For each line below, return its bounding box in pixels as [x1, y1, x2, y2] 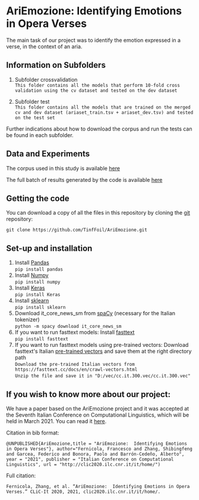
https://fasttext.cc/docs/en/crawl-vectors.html [14, 367, 138, 373]
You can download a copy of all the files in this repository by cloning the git [6, 209, 190, 216]
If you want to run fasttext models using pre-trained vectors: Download [14, 341, 189, 349]
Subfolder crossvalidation [14, 76, 78, 83]
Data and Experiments [6, 149, 90, 159]
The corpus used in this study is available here [6, 164, 121, 172]
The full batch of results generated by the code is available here [6, 176, 163, 183]
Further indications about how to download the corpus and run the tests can [6, 125, 192, 132]
